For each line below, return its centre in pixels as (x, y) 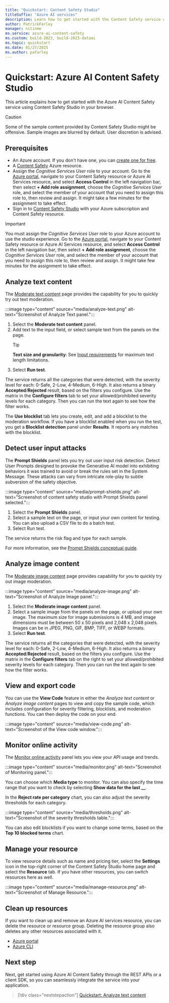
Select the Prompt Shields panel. (47, 512)
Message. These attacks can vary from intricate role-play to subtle (74, 476)
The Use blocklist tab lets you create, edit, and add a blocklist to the (76, 416)
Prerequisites (27, 148)
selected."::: (18, 502)
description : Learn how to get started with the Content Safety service (83, 19)
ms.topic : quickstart (28, 43)
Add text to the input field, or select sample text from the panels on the (86, 330)
